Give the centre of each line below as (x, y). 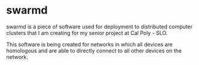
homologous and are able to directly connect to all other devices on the (94, 50)
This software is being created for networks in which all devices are (90, 44)
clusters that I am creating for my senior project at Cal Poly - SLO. (87, 32)
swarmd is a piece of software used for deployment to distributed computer (99, 27)
